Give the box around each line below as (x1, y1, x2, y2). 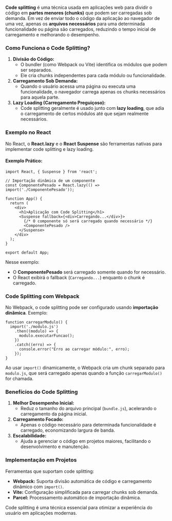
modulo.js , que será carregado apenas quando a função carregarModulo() (5, 370, 163, 376)
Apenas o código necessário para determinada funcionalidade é (20, 422, 157, 428)
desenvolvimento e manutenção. (20, 443, 90, 450)
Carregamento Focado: (12, 416, 64, 422)
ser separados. (20, 67, 52, 73)
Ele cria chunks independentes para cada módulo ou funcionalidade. (20, 72, 166, 79)
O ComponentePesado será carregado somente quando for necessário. (12, 269, 166, 275)
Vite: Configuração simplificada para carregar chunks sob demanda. (12, 489, 159, 495)
